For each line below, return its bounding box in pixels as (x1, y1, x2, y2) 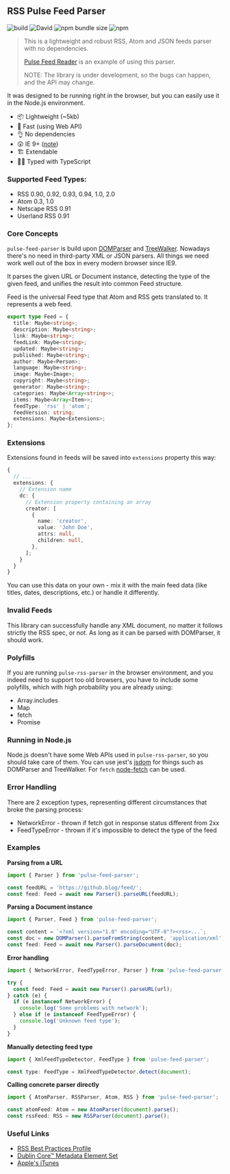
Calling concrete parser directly (7, 1081, 99, 1089)
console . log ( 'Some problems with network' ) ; (19, 1005, 149, 1012)
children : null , (37, 537, 84, 544)
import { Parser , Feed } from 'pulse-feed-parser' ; (7, 916, 157, 923)
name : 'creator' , (37, 517, 88, 525)
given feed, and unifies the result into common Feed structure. (7, 280, 183, 288)
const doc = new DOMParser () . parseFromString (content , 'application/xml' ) (7, 935, 225, 942)
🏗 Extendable (16, 147, 58, 156)
